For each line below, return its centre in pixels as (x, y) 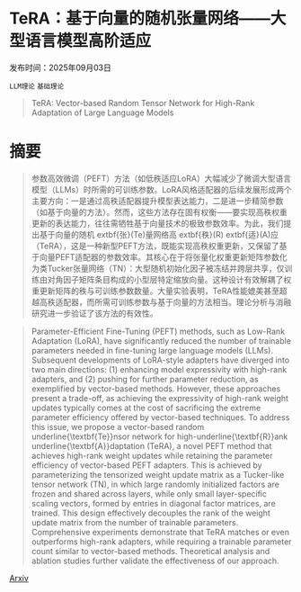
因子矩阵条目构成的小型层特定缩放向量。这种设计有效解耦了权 (177, 279)
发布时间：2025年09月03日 (61, 67)
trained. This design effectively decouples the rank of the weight (151, 513)
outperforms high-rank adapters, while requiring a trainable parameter (161, 542)
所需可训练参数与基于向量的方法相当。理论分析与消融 (193, 301)
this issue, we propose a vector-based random (118, 426)
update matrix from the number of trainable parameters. (135, 522)
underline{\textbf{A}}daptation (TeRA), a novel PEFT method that (151, 445)
